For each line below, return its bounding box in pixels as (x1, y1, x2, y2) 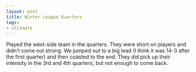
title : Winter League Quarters (6, 14, 82, 20)
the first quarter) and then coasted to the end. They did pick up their (6, 53, 171, 60)
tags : (6, 19, 19, 25)
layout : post (6, 8, 38, 15)
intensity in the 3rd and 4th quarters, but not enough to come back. (6, 60, 169, 67)
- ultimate (6, 25, 33, 31)
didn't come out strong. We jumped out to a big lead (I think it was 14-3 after (6, 47, 190, 54)
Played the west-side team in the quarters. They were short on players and (6, 41, 186, 48)
